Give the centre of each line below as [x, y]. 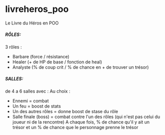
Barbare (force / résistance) [41, 56]
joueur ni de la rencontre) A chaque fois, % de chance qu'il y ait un [81, 122]
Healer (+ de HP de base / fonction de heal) [57, 62]
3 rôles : [13, 47]
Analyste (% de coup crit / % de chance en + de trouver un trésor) [81, 67]
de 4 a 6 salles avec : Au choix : [38, 91]
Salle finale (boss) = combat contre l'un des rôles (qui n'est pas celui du [86, 117]
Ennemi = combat [30, 101]
